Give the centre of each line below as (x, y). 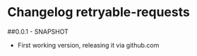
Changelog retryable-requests (99, 12)
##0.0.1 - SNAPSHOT (38, 31)
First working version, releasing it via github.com (88, 45)
